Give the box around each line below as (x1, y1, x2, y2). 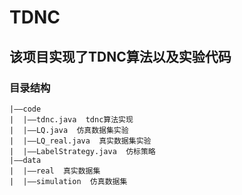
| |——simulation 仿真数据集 (9, 176, 128, 186)
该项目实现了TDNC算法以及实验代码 (9, 48, 232, 65)
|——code (9, 104, 42, 114)
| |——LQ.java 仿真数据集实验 (9, 125, 129, 135)
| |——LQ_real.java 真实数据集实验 (9, 136, 152, 146)
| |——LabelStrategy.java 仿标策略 (9, 146, 156, 156)
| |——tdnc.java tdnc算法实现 (9, 114, 134, 125)
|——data (9, 155, 42, 165)
